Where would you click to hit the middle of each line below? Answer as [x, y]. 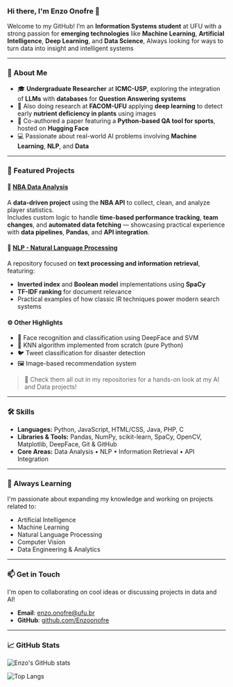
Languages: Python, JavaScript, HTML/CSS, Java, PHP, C [101, 430]
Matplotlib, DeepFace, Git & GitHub [67, 444]
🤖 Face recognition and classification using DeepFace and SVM [108, 338]
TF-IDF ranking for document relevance [74, 291]
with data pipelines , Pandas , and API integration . [79, 232]
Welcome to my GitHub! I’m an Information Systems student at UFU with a [114, 26]
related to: [22, 506]
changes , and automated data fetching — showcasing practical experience [116, 225]
